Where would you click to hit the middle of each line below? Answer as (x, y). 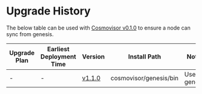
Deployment (58, 57)
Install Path (145, 57)
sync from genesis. (30, 34)
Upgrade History (49, 11)
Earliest (58, 49)
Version (93, 57)
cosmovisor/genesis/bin (145, 78)
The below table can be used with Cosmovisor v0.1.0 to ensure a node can (98, 28)
